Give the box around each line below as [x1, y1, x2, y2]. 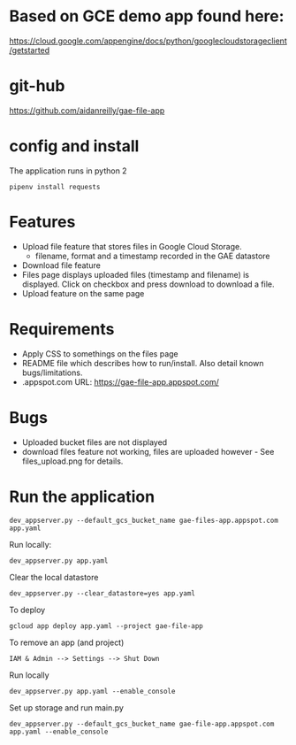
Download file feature [21, 259, 102, 271]
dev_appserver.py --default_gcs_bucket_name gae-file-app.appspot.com [9, 719, 275, 728]
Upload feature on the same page [21, 288, 145, 298]
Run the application [9, 487, 156, 506]
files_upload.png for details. [21, 456, 124, 466]
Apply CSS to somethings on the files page [21, 348, 178, 359]
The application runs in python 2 [9, 165, 127, 176]
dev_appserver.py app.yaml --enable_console [9, 687, 176, 695]
